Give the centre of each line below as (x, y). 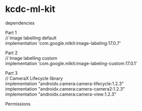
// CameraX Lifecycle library (34, 78)
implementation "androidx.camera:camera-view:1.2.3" (61, 94)
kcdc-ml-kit (30, 9)
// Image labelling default (31, 38)
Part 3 (11, 73)
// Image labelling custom (31, 58)
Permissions (18, 104)
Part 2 (11, 53)
